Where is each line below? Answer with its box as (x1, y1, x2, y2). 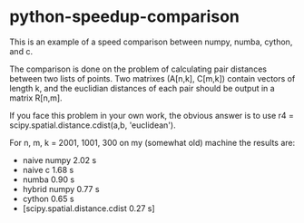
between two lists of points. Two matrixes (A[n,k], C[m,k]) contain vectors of (9, 73, 296, 83)
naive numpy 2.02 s (22, 154, 97, 165)
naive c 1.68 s (22, 164, 74, 175)
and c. (9, 45, 34, 56)
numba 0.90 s (22, 174, 75, 185)
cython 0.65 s (22, 193, 74, 204)
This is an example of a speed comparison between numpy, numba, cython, (9, 36, 293, 47)
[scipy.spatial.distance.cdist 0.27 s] (22, 202, 156, 214)
